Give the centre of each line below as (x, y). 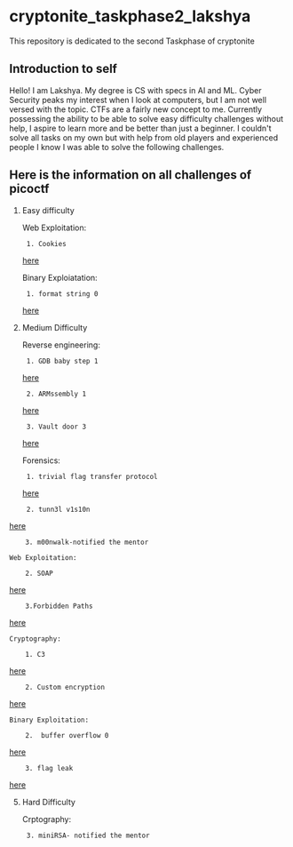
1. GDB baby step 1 (62, 361)
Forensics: (41, 460)
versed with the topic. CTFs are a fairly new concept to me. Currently (136, 109)
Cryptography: (36, 639)
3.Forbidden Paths (59, 606)
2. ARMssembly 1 (56, 394)
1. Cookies (46, 244)
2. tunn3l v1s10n (58, 509)
